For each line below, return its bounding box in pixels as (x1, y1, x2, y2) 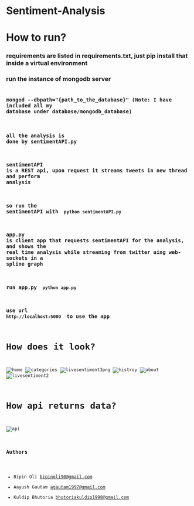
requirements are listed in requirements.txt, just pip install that (6, 52, 188, 60)
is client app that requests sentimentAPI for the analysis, (6, 237, 185, 244)
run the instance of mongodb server (6, 75, 111, 83)
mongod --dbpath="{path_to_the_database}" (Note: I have (6, 97, 172, 103)
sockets (6, 255, 28, 262)
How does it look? (6, 341, 96, 352)
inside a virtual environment (6, 59, 88, 67)
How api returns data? (6, 400, 117, 412)
